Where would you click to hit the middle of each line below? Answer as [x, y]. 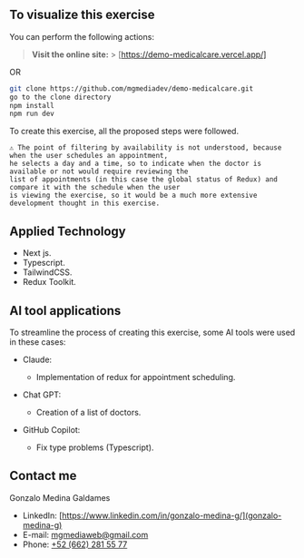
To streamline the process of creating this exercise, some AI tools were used [152, 332]
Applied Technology [68, 231]
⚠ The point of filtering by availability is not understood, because [146, 148]
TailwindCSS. [47, 272]
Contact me [43, 476]
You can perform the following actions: [82, 36]
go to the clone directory [60, 97]
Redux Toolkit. [49, 282]
